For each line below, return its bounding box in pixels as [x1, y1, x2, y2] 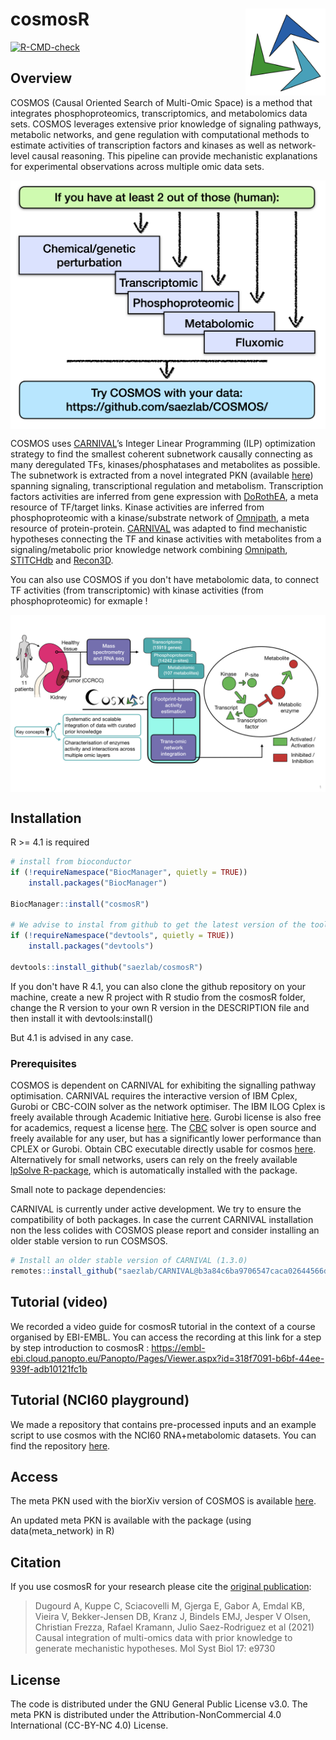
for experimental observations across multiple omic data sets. [10, 160, 265, 172]
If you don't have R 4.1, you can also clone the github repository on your [10, 980, 307, 992]
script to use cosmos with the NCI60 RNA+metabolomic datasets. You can [10, 1429, 317, 1441]
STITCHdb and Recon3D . [10, 554, 114, 566]
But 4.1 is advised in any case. [10, 1031, 134, 1043]
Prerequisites [10, 1056, 77, 1070]
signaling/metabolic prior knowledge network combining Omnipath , [10, 543, 288, 555]
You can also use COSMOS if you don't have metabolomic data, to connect [10, 573, 320, 585]
